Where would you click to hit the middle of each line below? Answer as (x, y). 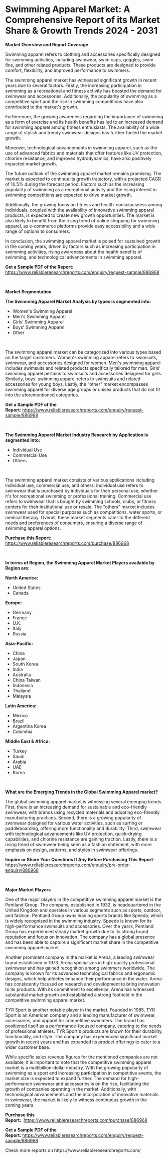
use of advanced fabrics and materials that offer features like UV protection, (84, 153)
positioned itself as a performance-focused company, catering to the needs (83, 1026)
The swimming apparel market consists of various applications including (80, 480)
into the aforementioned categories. (42, 395)
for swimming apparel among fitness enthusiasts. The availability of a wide (82, 127)
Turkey (20, 751)
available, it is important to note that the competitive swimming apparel (78, 1062)
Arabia (19, 762)
